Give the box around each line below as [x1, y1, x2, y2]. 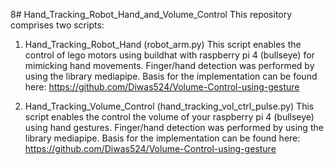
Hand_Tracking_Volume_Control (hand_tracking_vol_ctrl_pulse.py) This [24, 100, 315, 112]
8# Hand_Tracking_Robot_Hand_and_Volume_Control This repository [10, 9, 293, 20]
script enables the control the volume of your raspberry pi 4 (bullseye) [24, 111, 315, 123]
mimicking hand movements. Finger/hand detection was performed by [24, 60, 315, 71]
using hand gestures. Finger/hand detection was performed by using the [24, 122, 324, 133]
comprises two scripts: [10, 19, 105, 31]
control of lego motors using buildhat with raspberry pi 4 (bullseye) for [24, 49, 315, 61]
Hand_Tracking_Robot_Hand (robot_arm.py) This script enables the [24, 39, 302, 50]
